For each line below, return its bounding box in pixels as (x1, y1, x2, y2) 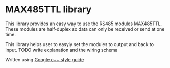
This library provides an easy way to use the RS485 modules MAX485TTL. (5, 20, 162, 27)
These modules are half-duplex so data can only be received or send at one (5, 26, 165, 32)
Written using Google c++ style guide (5, 56, 84, 62)
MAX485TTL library (5, 4, 92, 15)
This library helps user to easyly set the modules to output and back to (5, 41, 154, 47)
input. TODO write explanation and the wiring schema (5, 47, 118, 53)
